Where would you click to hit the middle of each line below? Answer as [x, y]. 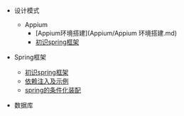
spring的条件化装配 [53, 90]
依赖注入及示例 [47, 81]
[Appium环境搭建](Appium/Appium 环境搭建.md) [106, 33]
